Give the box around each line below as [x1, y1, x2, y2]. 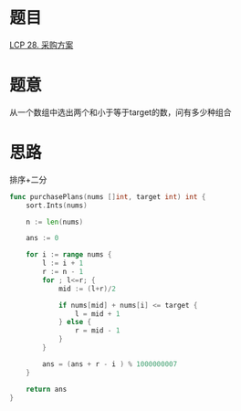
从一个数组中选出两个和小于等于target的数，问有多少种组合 [9, 106, 232, 118]
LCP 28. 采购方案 [9, 39, 74, 50]
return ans [26, 385, 68, 394]
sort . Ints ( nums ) [26, 201, 89, 210]
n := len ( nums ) [26, 217, 84, 227]
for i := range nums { [26, 250, 112, 259]
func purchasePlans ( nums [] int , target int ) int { [9, 192, 206, 201]
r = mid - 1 [74, 326, 120, 335]
